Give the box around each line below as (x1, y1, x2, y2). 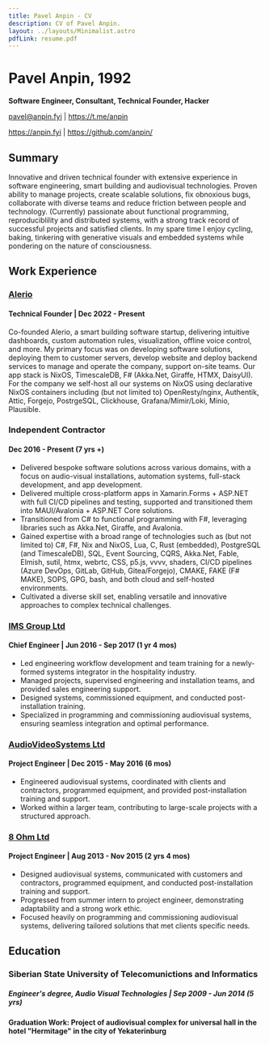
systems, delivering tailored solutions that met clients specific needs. (19, 921, 250, 931)
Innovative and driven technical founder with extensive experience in (8, 172, 238, 182)
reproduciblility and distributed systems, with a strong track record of (8, 215, 240, 225)
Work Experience (8, 265, 98, 278)
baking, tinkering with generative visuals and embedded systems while (8, 232, 245, 242)
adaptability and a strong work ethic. (19, 904, 143, 914)
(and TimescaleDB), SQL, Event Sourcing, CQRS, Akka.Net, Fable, (19, 548, 240, 558)
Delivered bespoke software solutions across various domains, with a (19, 462, 252, 472)
